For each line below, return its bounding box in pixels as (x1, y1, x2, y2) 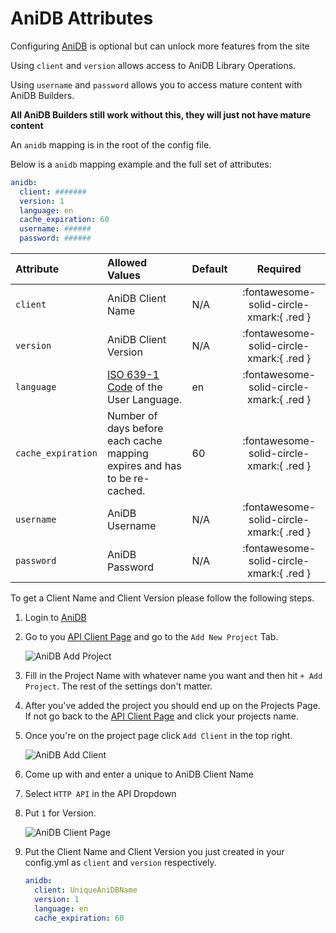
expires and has (106, 459, 182, 473)
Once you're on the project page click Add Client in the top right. (24, 730, 293, 742)
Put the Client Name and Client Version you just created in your (24, 846, 285, 858)
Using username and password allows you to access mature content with (10, 78, 303, 91)
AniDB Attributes (10, 7, 154, 30)
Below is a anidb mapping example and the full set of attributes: (10, 158, 272, 170)
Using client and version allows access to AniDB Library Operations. (10, 59, 297, 71)
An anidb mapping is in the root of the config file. (10, 138, 212, 151)
